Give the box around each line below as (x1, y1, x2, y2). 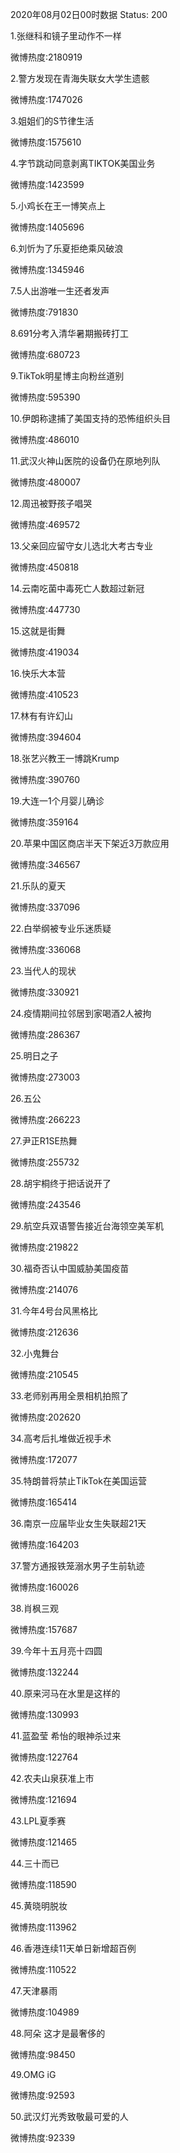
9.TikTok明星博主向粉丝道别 (10, 370, 125, 382)
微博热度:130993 (10, 1709, 80, 1720)
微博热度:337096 (10, 901, 81, 913)
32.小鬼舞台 (10, 1348, 60, 1359)
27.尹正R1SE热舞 (10, 1135, 78, 1147)
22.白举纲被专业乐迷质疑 (10, 923, 112, 934)
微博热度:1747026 (10, 94, 83, 105)
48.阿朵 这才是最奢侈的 (10, 2028, 106, 2039)
